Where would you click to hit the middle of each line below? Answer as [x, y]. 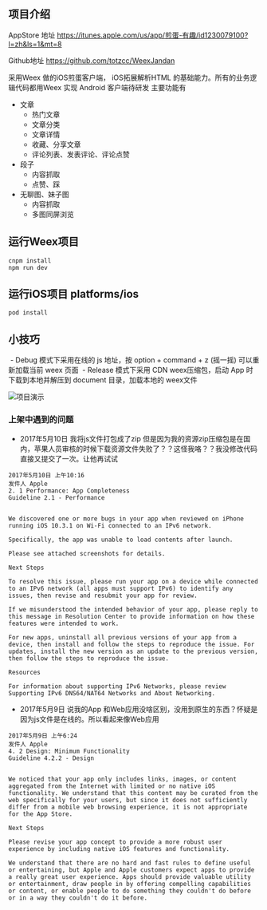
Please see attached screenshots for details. [87, 553]
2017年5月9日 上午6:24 [43, 736]
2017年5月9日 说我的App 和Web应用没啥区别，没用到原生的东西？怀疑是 [139, 709]
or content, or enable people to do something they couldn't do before [130, 891]
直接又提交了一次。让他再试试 [69, 458]
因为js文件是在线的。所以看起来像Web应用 [89, 719]
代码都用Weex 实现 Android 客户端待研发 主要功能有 [100, 87]
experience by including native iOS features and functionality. [119, 849]
